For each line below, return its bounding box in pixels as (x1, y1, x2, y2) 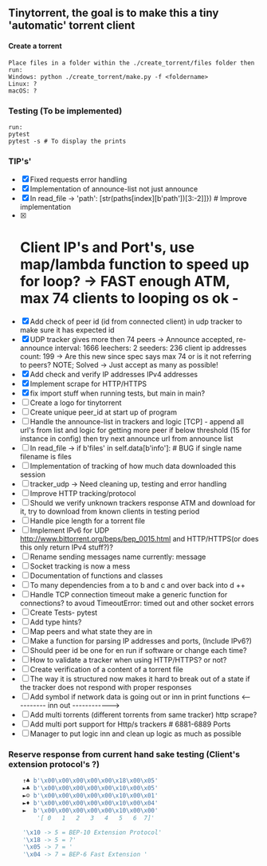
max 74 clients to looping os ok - (19, 289, 239, 308)
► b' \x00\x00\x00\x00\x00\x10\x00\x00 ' (22, 806, 159, 814)
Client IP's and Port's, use (19, 238, 195, 257)
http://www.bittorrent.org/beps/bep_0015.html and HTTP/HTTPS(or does (19, 534, 259, 544)
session (19, 470, 46, 479)
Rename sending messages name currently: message (29, 552, 206, 561)
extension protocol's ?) (8, 759, 100, 770)
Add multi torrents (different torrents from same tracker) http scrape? (29, 710, 257, 720)
